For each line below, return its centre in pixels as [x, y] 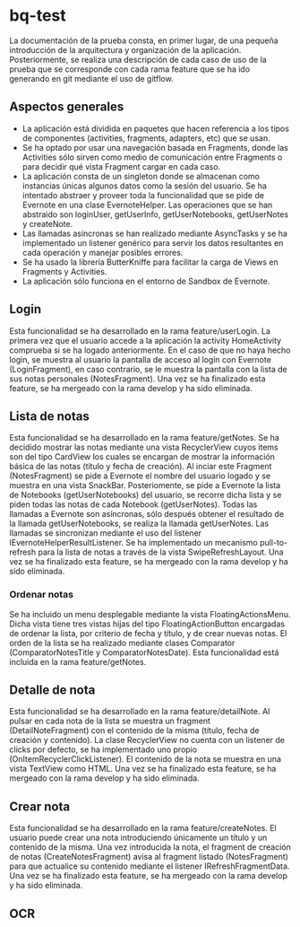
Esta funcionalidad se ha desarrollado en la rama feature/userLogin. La [140, 331]
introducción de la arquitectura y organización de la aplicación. [125, 49]
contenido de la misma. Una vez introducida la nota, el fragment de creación [150, 847]
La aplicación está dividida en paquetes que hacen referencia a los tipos [155, 128]
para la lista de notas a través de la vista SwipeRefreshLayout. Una [161, 552]
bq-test [38, 16]
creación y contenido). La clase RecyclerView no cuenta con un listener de [147, 740]
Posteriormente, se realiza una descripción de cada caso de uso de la [138, 59]
